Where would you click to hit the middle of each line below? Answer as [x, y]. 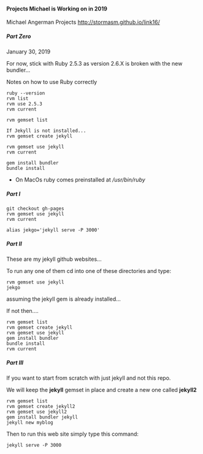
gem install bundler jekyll [42, 417]
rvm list [17, 99]
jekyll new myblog [30, 423]
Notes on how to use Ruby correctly [52, 82]
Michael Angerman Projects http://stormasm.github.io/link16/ [83, 22]
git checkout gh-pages [35, 209]
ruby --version [26, 93]
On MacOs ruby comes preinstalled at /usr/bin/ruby [80, 180]
